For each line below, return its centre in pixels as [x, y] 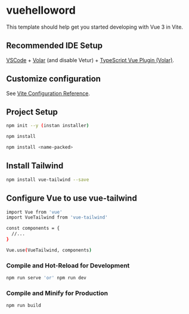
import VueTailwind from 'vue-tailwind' [57, 218]
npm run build [24, 306]
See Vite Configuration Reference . [48, 93]
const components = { [33, 228]
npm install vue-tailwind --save [48, 180]
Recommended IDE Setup [55, 46]
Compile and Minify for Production [57, 293]
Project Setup [32, 112]
